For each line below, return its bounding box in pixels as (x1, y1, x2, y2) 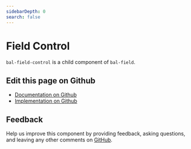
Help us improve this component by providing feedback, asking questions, (6, 130, 186, 137)
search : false (6, 14, 41, 20)
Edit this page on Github (6, 76, 95, 86)
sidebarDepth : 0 (6, 8, 46, 15)
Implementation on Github (14, 97, 77, 104)
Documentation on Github (14, 92, 77, 99)
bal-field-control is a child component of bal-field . (6, 59, 136, 66)
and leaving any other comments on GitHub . (6, 136, 112, 144)
